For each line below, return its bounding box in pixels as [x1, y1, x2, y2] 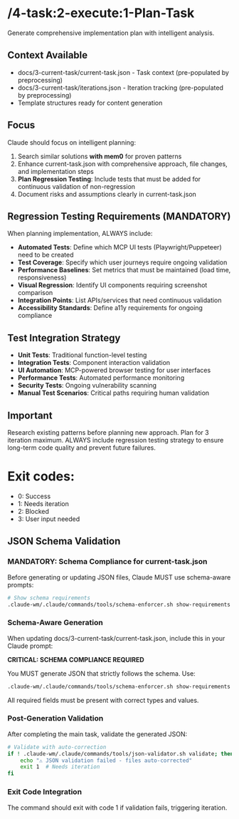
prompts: [7, 580, 34, 589]
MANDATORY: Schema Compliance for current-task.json [7, 557, 208, 567]
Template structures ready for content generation [17, 98, 163, 107]
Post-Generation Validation [7, 714, 104, 723]
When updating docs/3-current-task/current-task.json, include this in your [7, 634, 225, 642]
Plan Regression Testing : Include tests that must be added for [17, 175, 201, 183]
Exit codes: [7, 468, 75, 485]
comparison [17, 289, 53, 297]
